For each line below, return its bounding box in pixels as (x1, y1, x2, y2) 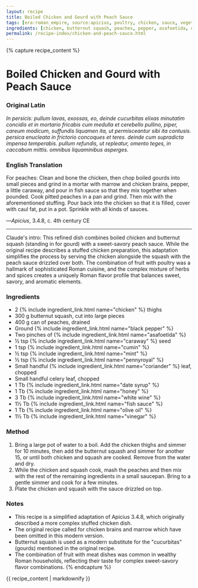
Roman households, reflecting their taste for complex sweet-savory (14, 557, 179, 564)
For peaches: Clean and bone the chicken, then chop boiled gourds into (6, 174, 180, 181)
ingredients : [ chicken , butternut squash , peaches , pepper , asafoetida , (6, 25, 189, 31)
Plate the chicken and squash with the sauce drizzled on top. (14, 485, 163, 492)
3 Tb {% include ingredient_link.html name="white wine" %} (14, 394, 161, 401)
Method (6, 428, 29, 436)
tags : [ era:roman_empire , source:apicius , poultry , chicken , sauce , (6, 20, 178, 25)
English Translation (6, 161, 63, 169)
